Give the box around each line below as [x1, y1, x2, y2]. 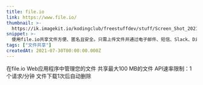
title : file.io [6, 8, 45, 15]
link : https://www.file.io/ [6, 14, 77, 20]
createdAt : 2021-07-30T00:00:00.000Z [6, 48, 101, 54]
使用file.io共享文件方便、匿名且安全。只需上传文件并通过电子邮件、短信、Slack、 [11, 37, 193, 42]
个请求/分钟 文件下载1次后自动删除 [6, 72, 92, 80]
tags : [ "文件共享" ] [6, 42, 52, 48]
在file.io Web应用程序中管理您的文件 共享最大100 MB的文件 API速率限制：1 [6, 65, 192, 72]
